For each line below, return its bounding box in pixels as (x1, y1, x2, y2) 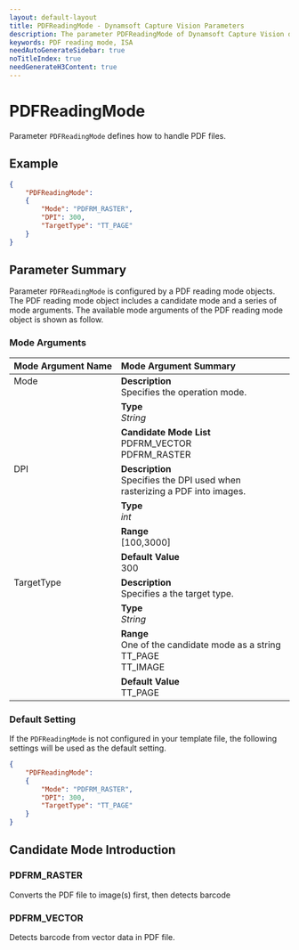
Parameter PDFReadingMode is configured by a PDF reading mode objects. (9, 286, 276, 296)
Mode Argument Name (13, 360, 113, 372)
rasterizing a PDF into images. (120, 484, 246, 497)
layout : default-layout (9, 12, 98, 22)
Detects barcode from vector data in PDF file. (9, 932, 175, 943)
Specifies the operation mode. (120, 386, 247, 398)
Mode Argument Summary (120, 360, 236, 372)
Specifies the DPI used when (120, 474, 242, 486)
